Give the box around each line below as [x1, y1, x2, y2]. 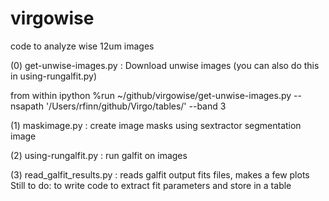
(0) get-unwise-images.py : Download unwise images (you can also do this [10, 59, 320, 71]
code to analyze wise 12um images [10, 40, 155, 52]
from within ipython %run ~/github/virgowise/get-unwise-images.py [10, 89, 292, 101]
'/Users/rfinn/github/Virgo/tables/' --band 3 [45, 100, 227, 112]
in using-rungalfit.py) [10, 70, 98, 82]
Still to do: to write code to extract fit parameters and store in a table [10, 179, 292, 191]
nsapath [10, 100, 44, 112]
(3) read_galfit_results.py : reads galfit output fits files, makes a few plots [10, 168, 310, 181]
